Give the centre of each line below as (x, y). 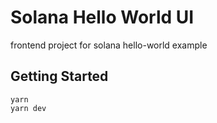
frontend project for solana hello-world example (109, 45)
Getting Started (59, 76)
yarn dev (28, 108)
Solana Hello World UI (102, 17)
